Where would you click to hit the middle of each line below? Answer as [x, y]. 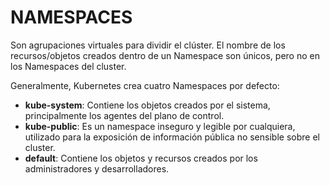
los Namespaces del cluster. [68, 66]
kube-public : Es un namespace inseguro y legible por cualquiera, [160, 126]
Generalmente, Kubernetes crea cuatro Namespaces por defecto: [145, 85]
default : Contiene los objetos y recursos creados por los [141, 158]
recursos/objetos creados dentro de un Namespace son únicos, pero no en [165, 55]
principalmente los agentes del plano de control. [124, 115]
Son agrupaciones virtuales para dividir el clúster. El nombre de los [148, 45]
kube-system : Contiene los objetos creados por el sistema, [147, 105]
